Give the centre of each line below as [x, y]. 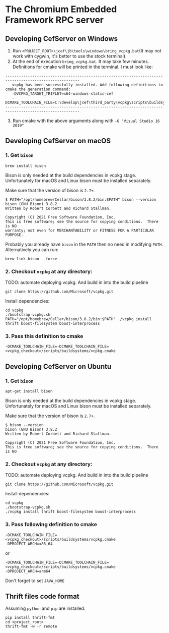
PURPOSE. [14, 235]
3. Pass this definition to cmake [44, 336]
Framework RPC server [55, 20]
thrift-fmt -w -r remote [31, 626]
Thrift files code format [42, 596]
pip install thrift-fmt [30, 618]
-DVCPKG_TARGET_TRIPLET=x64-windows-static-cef [63, 94]
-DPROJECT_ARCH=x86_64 [29, 544]
